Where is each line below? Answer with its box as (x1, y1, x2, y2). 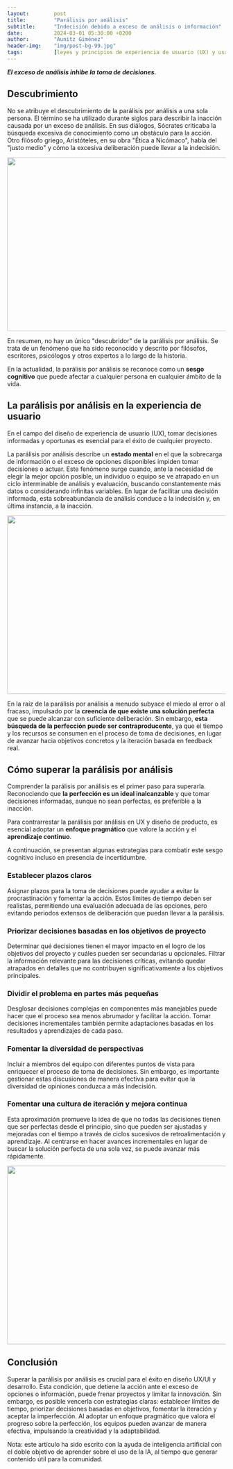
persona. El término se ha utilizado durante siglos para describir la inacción (7, 114, 222, 122)
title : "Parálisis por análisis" (7, 17, 129, 24)
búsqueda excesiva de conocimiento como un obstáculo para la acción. (7, 128, 213, 137)
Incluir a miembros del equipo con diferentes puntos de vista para (7, 1060, 196, 1068)
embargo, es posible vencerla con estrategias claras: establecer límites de (7, 1397, 220, 1405)
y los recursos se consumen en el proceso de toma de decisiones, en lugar (7, 729, 222, 737)
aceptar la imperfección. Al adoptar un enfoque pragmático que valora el (7, 1411, 216, 1420)
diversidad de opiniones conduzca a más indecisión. (7, 1081, 157, 1090)
